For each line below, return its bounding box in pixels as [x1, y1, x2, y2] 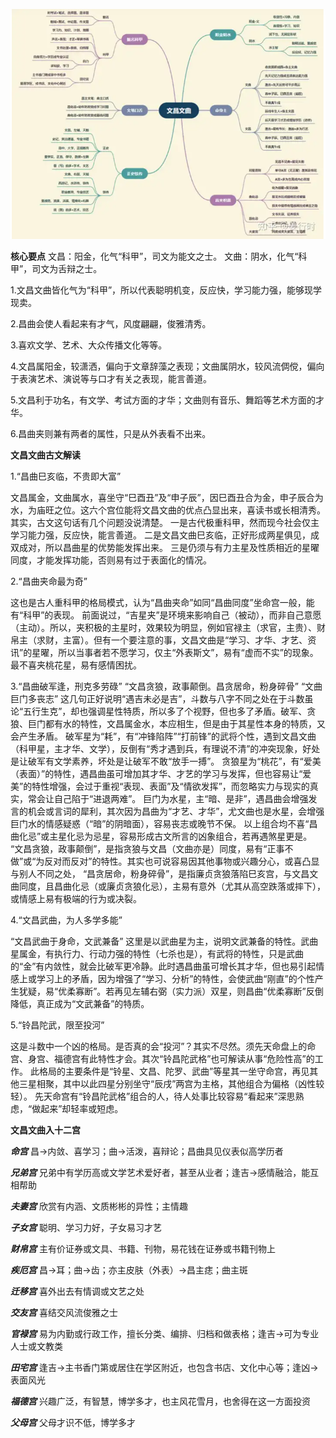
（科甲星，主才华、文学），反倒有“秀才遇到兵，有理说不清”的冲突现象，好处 [10, 742, 321, 754]
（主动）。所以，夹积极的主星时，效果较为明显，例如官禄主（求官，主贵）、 [10, 621, 317, 633]
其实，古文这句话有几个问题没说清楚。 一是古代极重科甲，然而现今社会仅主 [10, 516, 320, 528]
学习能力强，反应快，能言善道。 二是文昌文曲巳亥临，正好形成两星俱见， [10, 529, 311, 541]
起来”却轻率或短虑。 [40, 1102, 124, 1114]
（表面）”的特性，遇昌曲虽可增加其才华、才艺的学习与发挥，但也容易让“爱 [10, 767, 312, 779]
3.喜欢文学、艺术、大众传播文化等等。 [10, 339, 168, 351]
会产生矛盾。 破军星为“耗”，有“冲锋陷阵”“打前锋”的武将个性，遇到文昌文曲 [10, 730, 317, 742]
